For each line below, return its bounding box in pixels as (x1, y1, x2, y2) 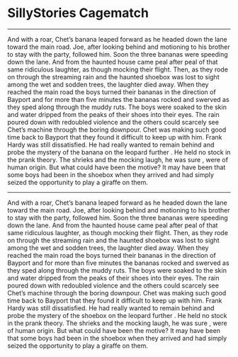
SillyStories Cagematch (7, 5, 149, 21)
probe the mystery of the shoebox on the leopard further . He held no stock (7, 311, 227, 319)
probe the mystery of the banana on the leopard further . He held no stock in (7, 147, 231, 157)
